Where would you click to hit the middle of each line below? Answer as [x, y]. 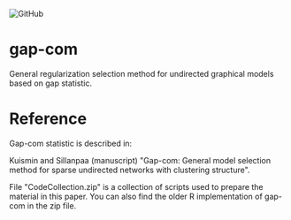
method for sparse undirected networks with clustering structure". [130, 170]
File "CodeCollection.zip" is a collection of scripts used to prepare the [136, 186]
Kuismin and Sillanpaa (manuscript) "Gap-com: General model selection [140, 160]
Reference [48, 119]
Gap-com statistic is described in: [71, 143]
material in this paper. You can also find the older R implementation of [136, 196]
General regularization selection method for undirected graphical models [142, 73]
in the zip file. [52, 205]
